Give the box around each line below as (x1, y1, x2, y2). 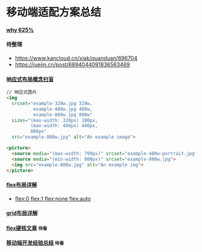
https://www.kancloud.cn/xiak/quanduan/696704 (14, 54, 138, 61)
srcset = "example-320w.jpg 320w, (11, 100, 93, 106)
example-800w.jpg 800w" (32, 112, 93, 118)
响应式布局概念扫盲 (6, 75, 54, 83)
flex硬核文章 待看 (6, 224, 47, 232)
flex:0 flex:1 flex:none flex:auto (14, 195, 91, 202)
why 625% (6, 26, 34, 33)
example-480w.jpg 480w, (32, 106, 93, 112)
